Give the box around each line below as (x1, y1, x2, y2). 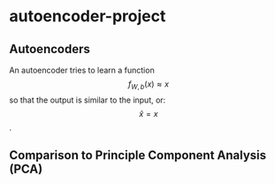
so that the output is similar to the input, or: (9, 95, 166, 105)
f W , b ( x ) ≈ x (127, 79, 170, 91)
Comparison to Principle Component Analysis (9, 148, 267, 163)
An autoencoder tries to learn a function (9, 65, 155, 75)
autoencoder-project (9, 6, 166, 27)
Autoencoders (9, 42, 90, 57)
